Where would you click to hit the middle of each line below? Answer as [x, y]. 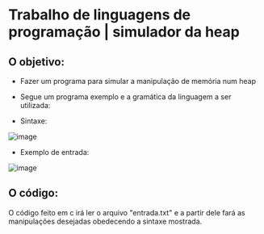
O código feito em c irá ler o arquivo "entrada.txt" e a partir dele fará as [127, 212]
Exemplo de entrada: [54, 152]
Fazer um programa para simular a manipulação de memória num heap [138, 81]
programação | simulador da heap [124, 32]
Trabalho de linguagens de [100, 15]
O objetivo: [36, 62]
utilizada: [35, 105]
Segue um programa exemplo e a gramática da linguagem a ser [126, 97]
